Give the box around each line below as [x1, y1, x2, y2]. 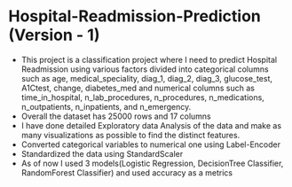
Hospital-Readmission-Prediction [8, 6, 261, 27]
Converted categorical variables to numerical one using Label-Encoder [20, 139, 281, 150]
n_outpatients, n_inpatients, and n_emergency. [20, 101, 192, 112]
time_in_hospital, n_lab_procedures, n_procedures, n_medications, [20, 91, 265, 103]
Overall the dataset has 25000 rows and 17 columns [20, 111, 211, 121]
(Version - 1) [8, 25, 100, 45]
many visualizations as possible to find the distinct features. [20, 129, 241, 140]
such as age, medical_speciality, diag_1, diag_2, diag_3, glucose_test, [20, 73, 272, 83]
